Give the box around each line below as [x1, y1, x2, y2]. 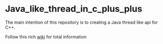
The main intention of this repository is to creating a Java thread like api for [5, 19, 158, 25]
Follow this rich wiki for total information [5, 34, 87, 40]
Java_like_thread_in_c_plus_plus [5, 3, 142, 15]
